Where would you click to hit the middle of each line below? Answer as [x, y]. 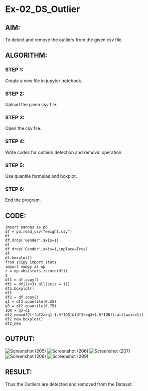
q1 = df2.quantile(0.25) [31, 301]
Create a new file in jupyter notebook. [44, 81]
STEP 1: [14, 70]
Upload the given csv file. [31, 104]
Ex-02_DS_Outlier [43, 9]
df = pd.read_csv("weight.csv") [39, 231]
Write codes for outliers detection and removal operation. [64, 152]
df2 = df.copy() [22, 297]
